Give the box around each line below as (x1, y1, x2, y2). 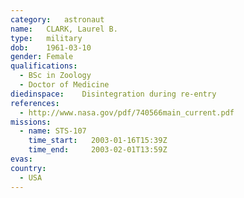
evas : (10, 154, 33, 164)
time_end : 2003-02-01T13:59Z (28, 145, 168, 155)
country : (10, 163, 47, 173)
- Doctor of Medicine (19, 80, 110, 90)
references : (10, 98, 60, 108)
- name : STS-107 (19, 126, 87, 136)
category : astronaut (10, 14, 105, 25)
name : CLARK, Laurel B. (10, 24, 118, 34)
